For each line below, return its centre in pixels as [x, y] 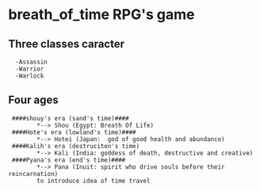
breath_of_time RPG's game [101, 15]
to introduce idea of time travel [94, 181]
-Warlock [30, 76]
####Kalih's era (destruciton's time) [76, 146]
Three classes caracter [67, 44]
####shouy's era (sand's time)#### [70, 118]
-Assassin [31, 62]
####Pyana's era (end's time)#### [69, 160]
